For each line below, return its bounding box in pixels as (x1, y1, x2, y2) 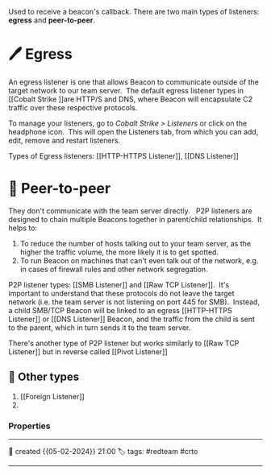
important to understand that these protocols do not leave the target (8, 288, 236, 298)
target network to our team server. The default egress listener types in (8, 85, 244, 95)
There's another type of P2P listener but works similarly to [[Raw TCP (8, 338, 240, 348)
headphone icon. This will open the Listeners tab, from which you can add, (8, 126, 259, 136)
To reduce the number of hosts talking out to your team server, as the (19, 238, 252, 248)
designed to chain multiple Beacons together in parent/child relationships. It (8, 214, 262, 224)
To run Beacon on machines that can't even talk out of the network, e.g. (19, 255, 259, 265)
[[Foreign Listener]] (19, 391, 85, 401)
